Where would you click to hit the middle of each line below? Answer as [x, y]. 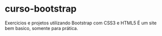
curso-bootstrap [41, 9]
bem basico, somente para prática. [42, 28]
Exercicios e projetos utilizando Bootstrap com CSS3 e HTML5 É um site [81, 23]
